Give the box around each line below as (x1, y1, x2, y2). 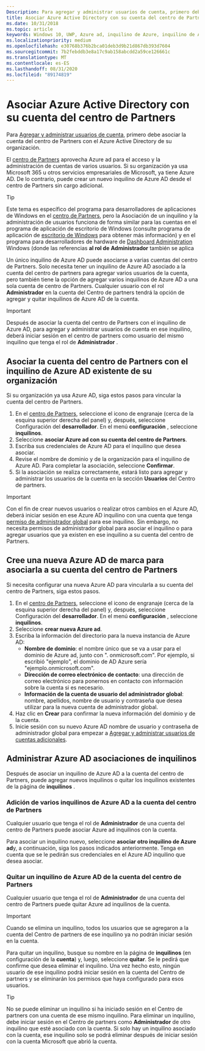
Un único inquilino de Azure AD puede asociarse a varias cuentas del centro (6, 256, 198, 264)
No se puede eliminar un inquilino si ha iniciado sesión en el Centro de (6, 1005, 183, 1012)
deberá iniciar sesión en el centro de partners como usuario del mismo (6, 332, 184, 339)
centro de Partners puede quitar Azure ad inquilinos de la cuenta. (6, 901, 171, 908)
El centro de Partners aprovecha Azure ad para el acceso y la (6, 156, 160, 163)
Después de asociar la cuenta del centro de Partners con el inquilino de (6, 319, 186, 326)
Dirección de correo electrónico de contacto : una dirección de (24, 671, 184, 678)
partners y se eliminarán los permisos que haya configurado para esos (6, 975, 184, 983)
